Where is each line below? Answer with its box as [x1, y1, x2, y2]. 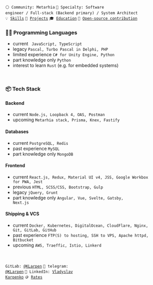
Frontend [5, 163, 25, 169]
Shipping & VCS [5, 211, 40, 217]
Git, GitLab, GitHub [12, 228, 57, 233]
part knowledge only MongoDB [12, 150, 73, 157]
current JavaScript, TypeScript [12, 40, 83, 47]
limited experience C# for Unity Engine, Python [12, 52, 115, 58]
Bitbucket [12, 237, 34, 243]
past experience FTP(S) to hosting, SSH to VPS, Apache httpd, [12, 232, 149, 238]
